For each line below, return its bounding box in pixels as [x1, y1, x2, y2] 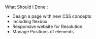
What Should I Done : [5, 4, 48, 10]
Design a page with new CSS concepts [12, 13, 92, 19]
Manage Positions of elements [12, 29, 74, 34]
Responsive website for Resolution [12, 24, 83, 29]
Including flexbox [12, 19, 48, 24]
